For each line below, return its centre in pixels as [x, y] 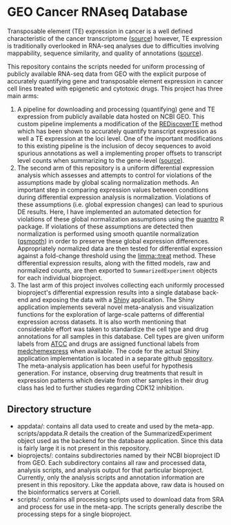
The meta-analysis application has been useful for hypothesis [105, 366]
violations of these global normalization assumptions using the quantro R [120, 219]
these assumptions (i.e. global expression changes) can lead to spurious [120, 204]
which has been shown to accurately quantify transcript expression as [117, 131]
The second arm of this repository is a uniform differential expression [115, 168]
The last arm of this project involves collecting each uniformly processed [121, 285]
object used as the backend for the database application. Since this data [120, 440]
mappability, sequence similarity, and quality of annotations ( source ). [105, 53]
